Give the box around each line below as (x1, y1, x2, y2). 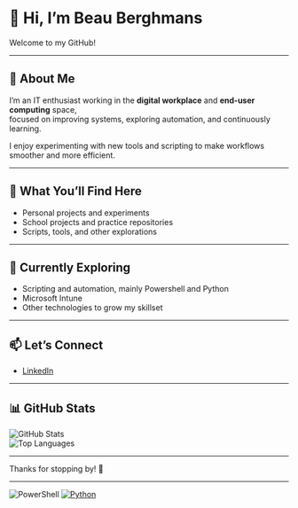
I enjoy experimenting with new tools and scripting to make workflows (9, 140, 264, 151)
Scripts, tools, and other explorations (21, 226, 158, 237)
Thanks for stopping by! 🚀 (9, 464, 104, 473)
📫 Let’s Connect (9, 337, 104, 353)
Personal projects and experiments (21, 207, 150, 218)
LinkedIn (21, 365, 54, 376)
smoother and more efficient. (9, 150, 115, 160)
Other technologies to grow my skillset (21, 302, 163, 313)
